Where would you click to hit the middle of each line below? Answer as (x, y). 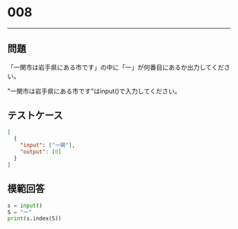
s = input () (25, 206)
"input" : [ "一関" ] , (48, 146)
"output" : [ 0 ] (41, 152)
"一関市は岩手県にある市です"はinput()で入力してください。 (94, 91)
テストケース (35, 116)
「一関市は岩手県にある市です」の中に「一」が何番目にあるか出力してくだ (116, 67)
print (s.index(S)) (34, 219)
